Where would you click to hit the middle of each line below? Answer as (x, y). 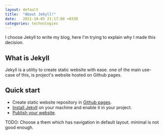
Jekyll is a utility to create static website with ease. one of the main (73, 70)
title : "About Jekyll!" (31, 14)
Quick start (23, 91)
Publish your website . (34, 112)
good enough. (19, 127)
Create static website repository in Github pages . (62, 102)
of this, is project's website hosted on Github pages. (69, 75)
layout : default (22, 10)
